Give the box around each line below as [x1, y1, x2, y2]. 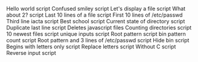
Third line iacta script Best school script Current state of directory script [6, 18, 185, 24]
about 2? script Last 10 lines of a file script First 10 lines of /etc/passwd [6, 11, 183, 18]
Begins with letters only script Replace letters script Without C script [6, 43, 176, 50]
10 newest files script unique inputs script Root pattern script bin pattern [6, 30, 186, 38]
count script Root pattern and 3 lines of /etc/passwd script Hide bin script [6, 37, 190, 44]
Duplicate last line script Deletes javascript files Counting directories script [6, 24, 192, 31]
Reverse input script [6, 49, 56, 56]
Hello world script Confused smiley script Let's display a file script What [6, 5, 186, 12]
